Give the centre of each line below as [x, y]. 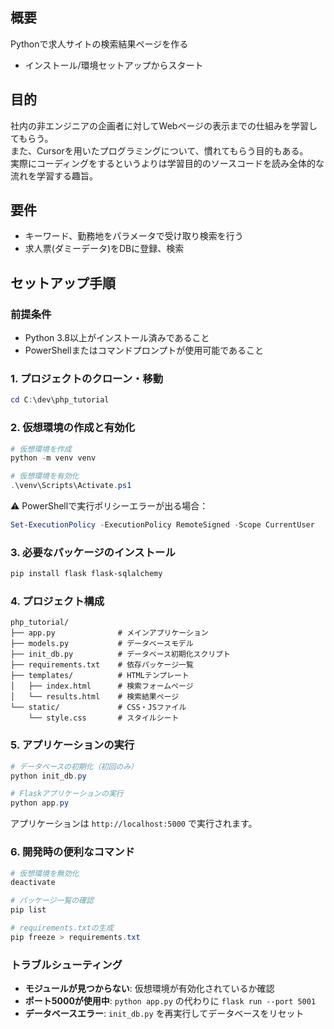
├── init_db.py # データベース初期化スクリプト [121, 654]
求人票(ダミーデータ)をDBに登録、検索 [104, 249]
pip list [28, 910]
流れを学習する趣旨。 [54, 175]
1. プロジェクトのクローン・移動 [87, 379]
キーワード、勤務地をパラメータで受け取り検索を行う [134, 236]
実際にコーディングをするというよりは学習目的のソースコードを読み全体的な [167, 163]
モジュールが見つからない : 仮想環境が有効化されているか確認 [149, 989]
